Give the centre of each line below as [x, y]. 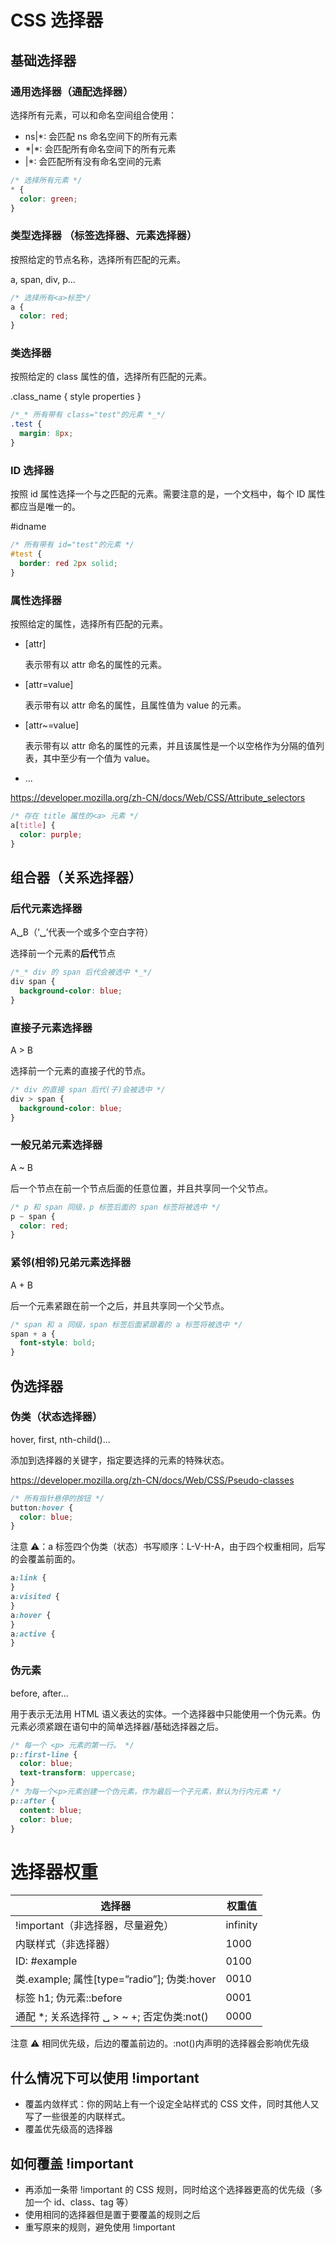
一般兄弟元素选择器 [56, 1145]
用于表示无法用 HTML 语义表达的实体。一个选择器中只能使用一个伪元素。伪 [165, 1713]
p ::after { [33, 1801]
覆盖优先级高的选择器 [68, 2129]
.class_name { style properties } [76, 397]
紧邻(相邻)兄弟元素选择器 [71, 1263]
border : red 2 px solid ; [68, 564]
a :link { [28, 1578]
